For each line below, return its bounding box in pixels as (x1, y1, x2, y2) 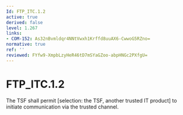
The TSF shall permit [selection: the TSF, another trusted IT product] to (6, 97, 177, 104)
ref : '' (6, 47, 25, 53)
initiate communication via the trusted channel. (6, 103, 119, 110)
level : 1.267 (6, 25, 38, 31)
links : (6, 31, 22, 36)
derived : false (6, 19, 43, 25)
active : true (6, 14, 38, 20)
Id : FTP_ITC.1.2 (6, 8, 46, 15)
